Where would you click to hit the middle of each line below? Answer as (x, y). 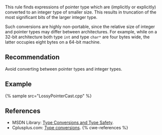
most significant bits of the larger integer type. (51, 17)
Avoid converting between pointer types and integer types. (64, 69)
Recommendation (32, 57)
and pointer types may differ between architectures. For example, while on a (81, 32)
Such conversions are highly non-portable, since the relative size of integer (80, 27)
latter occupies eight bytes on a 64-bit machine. (53, 42)
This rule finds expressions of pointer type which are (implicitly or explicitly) (81, 7)
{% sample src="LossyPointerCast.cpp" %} (48, 96)
